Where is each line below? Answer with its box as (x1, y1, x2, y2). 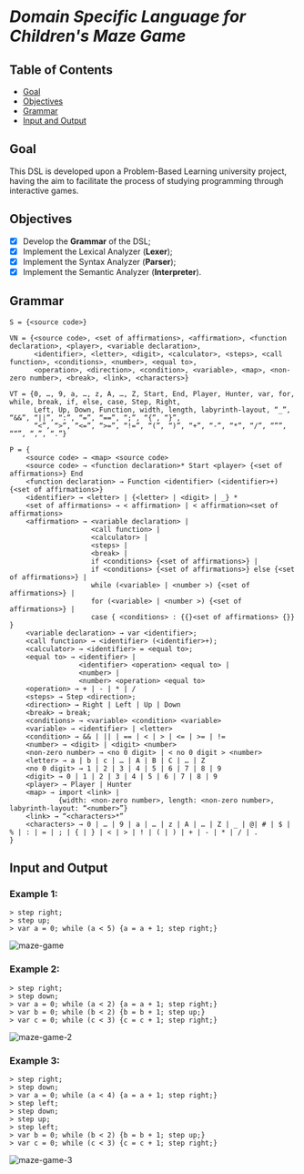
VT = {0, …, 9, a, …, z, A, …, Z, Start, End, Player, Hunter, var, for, (9, 389, 296, 398)
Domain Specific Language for (9, 6, 247, 27)
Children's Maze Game (9, 26, 187, 46)
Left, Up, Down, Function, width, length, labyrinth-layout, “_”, (33, 405, 291, 414)
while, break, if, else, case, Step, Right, (9, 397, 181, 406)
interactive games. (9, 185, 79, 196)
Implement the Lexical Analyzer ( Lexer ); (22, 246, 173, 257)
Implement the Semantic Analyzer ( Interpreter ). (22, 266, 202, 277)
